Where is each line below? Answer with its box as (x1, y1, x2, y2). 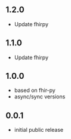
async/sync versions (14, 93, 66, 100)
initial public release (14, 126, 64, 134)
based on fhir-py (14, 87, 56, 94)
